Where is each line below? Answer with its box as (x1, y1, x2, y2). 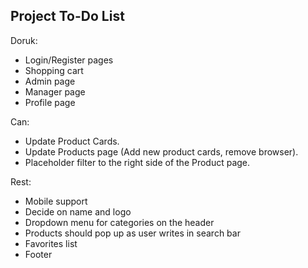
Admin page (24, 75, 76, 87)
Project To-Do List (10, 8, 125, 25)
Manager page (24, 85, 86, 98)
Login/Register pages (24, 54, 114, 66)
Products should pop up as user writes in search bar (24, 227, 241, 239)
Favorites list (24, 237, 78, 249)
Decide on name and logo (24, 205, 132, 218)
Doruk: (10, 34, 38, 46)
